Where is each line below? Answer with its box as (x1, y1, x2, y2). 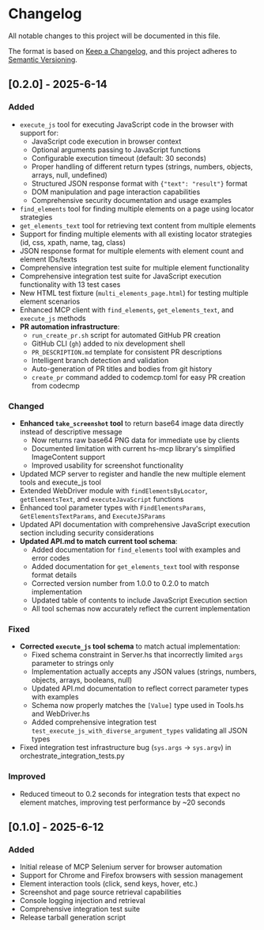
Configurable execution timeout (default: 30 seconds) (31, 153, 207, 163)
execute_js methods (19, 313, 86, 323)
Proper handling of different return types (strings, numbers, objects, (31, 162, 253, 171)
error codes (31, 553, 70, 563)
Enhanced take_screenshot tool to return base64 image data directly (19, 418, 244, 428)
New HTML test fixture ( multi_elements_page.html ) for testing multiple (19, 288, 249, 297)
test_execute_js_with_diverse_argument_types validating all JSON (31, 726, 247, 736)
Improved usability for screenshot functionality (31, 461, 184, 470)
